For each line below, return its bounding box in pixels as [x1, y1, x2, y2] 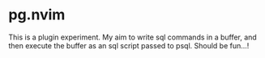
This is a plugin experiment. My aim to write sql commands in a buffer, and [8, 32, 257, 42]
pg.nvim [8, 6, 66, 24]
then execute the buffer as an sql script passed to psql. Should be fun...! [8, 40, 250, 50]
